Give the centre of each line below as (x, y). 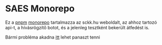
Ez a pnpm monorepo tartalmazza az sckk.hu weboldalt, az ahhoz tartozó (81, 22)
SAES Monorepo (40, 9)
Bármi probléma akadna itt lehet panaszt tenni (53, 37)
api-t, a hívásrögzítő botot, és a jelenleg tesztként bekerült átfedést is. (77, 27)
